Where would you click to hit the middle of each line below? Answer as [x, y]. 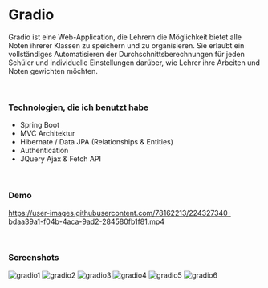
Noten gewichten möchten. [53, 71]
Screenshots [34, 258]
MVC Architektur [47, 133]
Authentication [44, 151]
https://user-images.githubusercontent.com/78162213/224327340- [120, 213]
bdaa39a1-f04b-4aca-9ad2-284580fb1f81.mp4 [87, 221]
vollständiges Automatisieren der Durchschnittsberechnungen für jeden [126, 54]
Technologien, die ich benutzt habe [79, 107]
